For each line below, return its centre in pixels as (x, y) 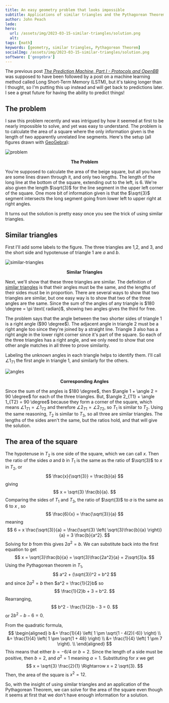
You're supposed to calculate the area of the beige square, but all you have (83, 172)
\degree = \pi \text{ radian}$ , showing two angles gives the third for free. (81, 309)
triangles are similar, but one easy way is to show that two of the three (78, 298)
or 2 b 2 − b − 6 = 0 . (25, 615)
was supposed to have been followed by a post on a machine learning (78, 77)
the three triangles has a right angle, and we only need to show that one (80, 340)
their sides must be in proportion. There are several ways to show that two (82, 293)
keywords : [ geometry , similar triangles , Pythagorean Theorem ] (73, 48)
